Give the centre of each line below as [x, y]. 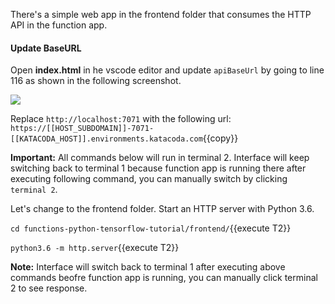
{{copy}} [220, 138]
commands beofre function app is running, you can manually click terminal [164, 278]
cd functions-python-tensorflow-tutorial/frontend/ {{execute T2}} [151, 228]
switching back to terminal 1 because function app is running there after [158, 168]
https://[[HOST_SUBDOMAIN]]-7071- [82, 129]
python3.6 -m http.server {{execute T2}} [95, 248]
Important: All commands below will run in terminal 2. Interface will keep [160, 158]
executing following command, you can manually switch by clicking [149, 179]
